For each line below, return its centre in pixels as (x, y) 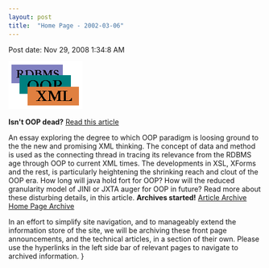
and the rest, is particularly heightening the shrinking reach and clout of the (134, 172)
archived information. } (46, 256)
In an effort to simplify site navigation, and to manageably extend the (122, 221)
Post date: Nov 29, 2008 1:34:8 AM (66, 49)
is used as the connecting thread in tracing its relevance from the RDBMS (130, 154)
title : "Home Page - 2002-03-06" (66, 25)
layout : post (30, 17)
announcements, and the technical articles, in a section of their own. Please (134, 239)
